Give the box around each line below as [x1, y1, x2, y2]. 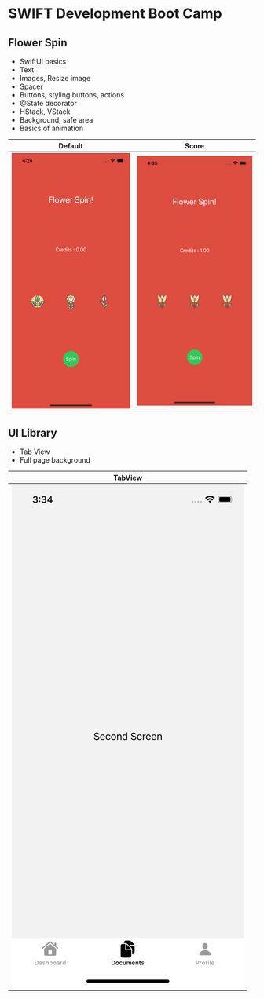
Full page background [19, 456, 90, 465]
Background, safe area [19, 115, 93, 124]
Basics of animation [19, 123, 84, 133]
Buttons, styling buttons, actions [19, 90, 124, 99]
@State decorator [19, 99, 77, 108]
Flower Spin [8, 36, 68, 49]
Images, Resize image [19, 74, 91, 82]
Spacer [19, 82, 43, 91]
